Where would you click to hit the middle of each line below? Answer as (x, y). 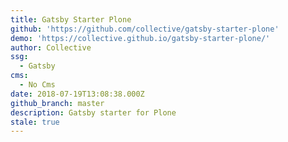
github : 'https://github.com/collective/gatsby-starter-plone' (145, 29)
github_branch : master (57, 103)
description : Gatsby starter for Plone (93, 112)
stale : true (35, 122)
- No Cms (37, 85)
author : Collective (51, 47)
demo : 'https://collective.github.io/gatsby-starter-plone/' (140, 38)
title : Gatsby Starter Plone (71, 19)
